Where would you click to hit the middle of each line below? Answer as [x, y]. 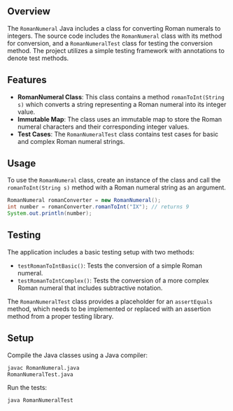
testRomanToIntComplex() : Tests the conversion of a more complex [113, 280]
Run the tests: [27, 388]
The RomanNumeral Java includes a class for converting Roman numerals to [114, 28]
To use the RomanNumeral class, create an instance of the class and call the [114, 180]
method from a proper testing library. [61, 316]
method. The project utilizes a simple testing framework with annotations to [116, 50]
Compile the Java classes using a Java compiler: [78, 355]
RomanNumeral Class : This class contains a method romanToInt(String [121, 96]
